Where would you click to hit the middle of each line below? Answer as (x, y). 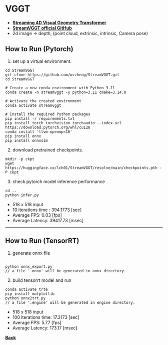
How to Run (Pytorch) (39, 49)
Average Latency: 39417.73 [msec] (48, 220)
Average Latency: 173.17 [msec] (45, 328)
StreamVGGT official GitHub (42, 28)
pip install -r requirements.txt (40, 118)
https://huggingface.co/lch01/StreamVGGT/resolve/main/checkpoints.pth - (84, 168)
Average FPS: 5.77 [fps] (37, 322)
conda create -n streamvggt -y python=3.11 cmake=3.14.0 (66, 92)
